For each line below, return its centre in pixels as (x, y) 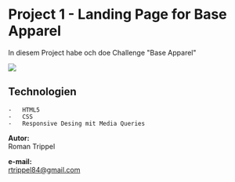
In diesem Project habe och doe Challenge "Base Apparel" (102, 52)
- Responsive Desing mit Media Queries (77, 123)
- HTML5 (24, 110)
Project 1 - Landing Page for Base (117, 14)
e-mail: (20, 161)
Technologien (42, 92)
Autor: (19, 137)
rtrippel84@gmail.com (44, 170)
